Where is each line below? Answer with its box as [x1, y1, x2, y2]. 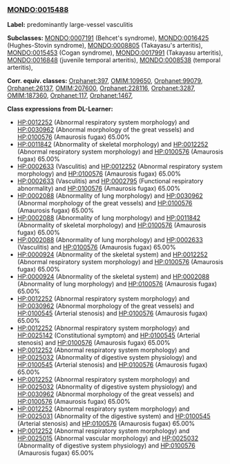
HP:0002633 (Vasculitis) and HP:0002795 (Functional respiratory [17, 177, 204, 185]
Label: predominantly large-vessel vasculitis [7, 21, 133, 29]
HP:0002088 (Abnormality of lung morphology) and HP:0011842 [17, 214, 201, 222]
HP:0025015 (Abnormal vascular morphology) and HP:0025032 [17, 434, 199, 443]
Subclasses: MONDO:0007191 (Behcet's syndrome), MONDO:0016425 [7, 34, 209, 42]
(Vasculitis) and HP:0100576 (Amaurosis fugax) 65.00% [17, 243, 176, 252]
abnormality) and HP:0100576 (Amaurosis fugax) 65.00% [17, 185, 181, 193]
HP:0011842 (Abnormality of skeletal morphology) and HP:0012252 [17, 140, 209, 149]
